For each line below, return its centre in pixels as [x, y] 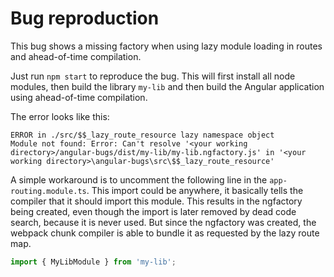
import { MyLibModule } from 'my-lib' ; [93, 262]
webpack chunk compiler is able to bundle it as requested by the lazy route [165, 233]
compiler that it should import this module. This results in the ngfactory [156, 201]
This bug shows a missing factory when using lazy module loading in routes [166, 46]
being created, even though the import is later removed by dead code [153, 211]
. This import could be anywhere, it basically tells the [195, 190]
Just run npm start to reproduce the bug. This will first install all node [153, 76]
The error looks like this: [60, 116]
